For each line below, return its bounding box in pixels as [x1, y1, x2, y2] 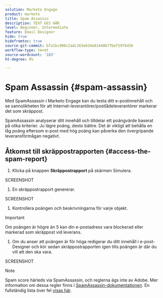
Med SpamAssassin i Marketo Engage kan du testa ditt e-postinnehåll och [5, 98, 153, 104]
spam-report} [5, 155, 48, 163]
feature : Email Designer [5, 30, 55, 34]
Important [5, 215, 25, 220]
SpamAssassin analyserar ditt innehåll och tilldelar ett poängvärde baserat [5, 117, 154, 124]
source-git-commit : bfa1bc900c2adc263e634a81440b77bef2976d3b [5, 43, 133, 48]
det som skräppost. [5, 108, 44, 114]
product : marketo [5, 12, 40, 17]
